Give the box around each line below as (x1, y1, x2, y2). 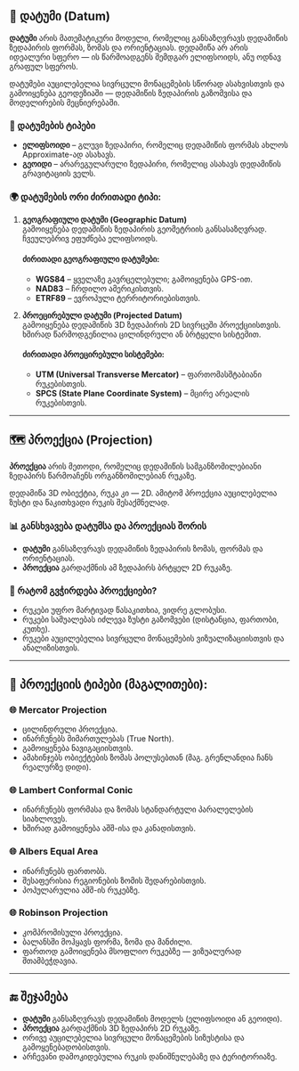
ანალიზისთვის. (21, 642, 80, 653)
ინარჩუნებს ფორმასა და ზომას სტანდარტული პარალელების (21, 804, 254, 815)
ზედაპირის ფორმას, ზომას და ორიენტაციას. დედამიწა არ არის (9, 42, 248, 53)
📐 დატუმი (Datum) (9, 9, 111, 24)
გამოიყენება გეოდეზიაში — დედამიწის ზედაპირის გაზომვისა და (9, 87, 253, 98)
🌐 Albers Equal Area (9, 846, 99, 858)
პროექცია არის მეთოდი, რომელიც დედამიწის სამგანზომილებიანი (9, 461, 263, 471)
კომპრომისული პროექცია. (21, 927, 123, 937)
